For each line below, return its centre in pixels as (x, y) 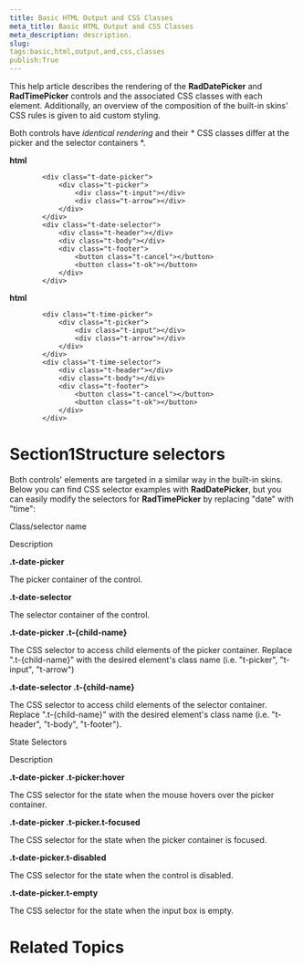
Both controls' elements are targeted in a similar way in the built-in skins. (146, 479)
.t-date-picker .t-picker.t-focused (75, 822)
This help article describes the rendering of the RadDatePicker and (136, 86)
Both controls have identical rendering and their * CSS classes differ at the (150, 133)
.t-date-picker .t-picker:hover (67, 777)
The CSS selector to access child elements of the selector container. (138, 704)
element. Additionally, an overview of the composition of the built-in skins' (149, 105)
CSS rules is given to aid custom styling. (85, 115)
